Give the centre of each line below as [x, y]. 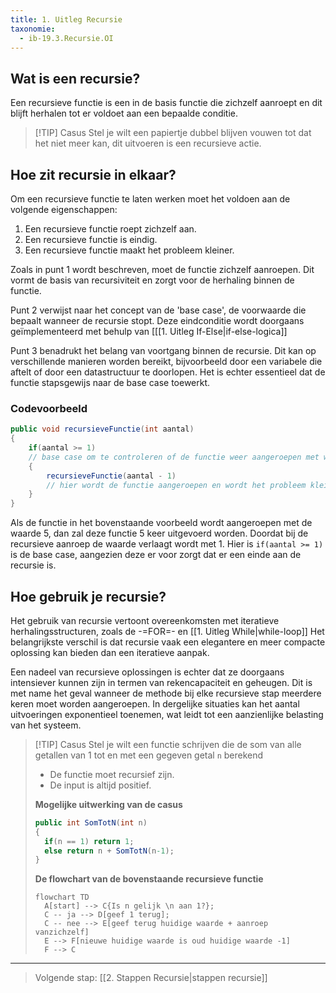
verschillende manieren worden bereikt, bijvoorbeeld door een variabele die [166, 361]
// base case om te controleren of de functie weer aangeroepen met [174, 457]
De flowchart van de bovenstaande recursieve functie [149, 879]
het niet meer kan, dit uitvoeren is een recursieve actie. [148, 143]
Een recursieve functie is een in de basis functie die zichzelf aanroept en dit [166, 103]
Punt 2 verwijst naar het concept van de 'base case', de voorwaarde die [158, 310]
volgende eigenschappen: [64, 209]
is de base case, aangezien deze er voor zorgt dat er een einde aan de [156, 555]
